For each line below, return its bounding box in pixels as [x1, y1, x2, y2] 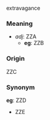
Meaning [6, 19, 33, 28]
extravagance [6, 5, 40, 11]
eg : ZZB [23, 40, 44, 47]
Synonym [6, 83, 35, 91]
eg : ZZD [6, 97, 27, 104]
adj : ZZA [14, 33, 37, 40]
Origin [6, 55, 25, 63]
